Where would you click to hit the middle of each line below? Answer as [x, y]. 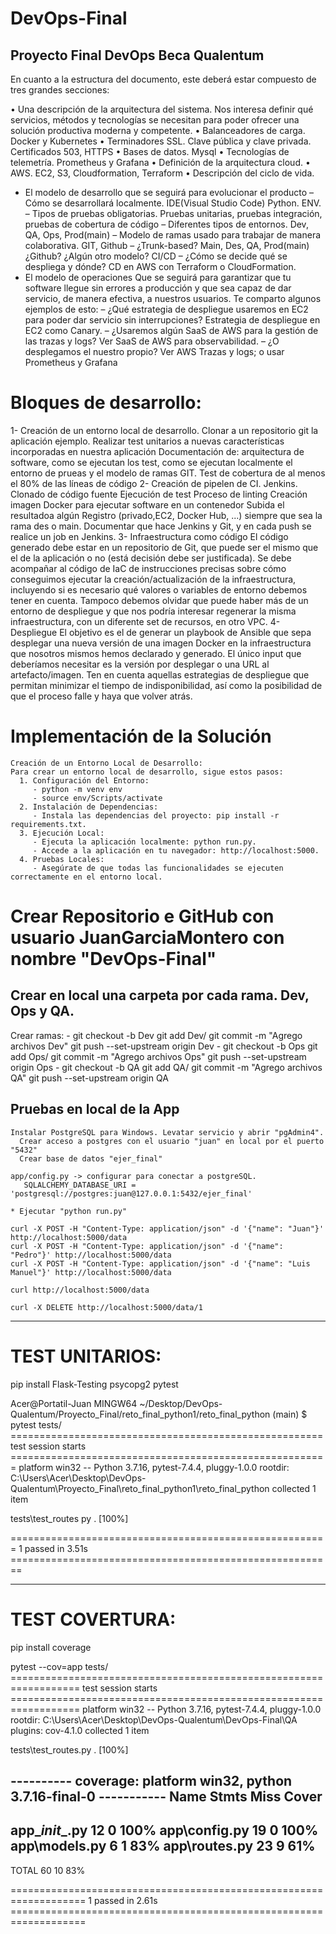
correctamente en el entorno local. [86, 877]
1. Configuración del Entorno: [84, 780]
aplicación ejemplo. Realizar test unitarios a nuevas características [147, 441]
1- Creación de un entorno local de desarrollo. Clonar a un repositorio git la [164, 430]
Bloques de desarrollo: [106, 403]
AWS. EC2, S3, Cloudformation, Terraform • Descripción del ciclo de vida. [162, 173]
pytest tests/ [36, 1424]
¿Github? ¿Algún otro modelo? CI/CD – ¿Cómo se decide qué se [156, 256]
